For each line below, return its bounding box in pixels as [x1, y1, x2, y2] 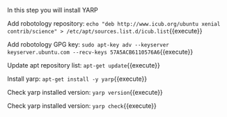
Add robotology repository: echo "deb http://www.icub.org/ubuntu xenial [7, 19, 221, 27]
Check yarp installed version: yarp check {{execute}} [7, 102, 157, 110]
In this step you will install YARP [7, 6, 99, 14]
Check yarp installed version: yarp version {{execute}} [7, 88, 164, 96]
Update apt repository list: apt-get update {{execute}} [7, 61, 160, 69]
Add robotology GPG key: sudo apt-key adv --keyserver [7, 40, 169, 48]
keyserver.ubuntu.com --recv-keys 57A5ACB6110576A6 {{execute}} [7, 48, 194, 56]
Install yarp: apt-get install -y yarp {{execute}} [7, 75, 148, 83]
